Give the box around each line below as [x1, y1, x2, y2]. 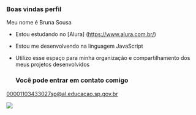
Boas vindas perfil [6, 5, 62, 13]
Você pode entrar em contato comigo [15, 76, 129, 84]
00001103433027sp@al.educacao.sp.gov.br [6, 90, 118, 97]
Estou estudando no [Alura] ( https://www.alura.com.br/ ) [15, 31, 156, 38]
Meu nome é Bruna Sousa [6, 19, 72, 26]
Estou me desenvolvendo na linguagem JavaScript [15, 42, 143, 50]
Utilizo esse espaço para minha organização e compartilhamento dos [15, 54, 190, 62]
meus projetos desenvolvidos [15, 61, 90, 69]
